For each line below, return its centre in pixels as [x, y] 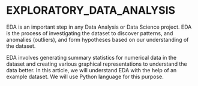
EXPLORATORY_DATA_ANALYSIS [91, 10]
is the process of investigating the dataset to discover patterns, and [90, 33]
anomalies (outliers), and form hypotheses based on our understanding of [97, 39]
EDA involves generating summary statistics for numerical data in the [91, 57]
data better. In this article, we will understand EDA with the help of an [91, 70]
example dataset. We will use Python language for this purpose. [85, 76]
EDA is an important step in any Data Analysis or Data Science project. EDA [99, 27]
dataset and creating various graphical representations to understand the [97, 64]
